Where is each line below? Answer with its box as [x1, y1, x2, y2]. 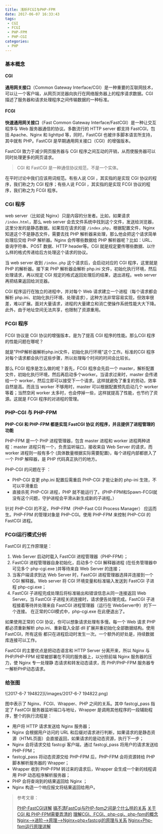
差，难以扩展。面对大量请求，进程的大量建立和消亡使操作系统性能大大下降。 [5, 301, 159, 307]
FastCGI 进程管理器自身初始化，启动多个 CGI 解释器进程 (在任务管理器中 [12, 560, 157, 566]
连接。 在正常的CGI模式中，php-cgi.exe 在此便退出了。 [16, 609, 127, 615]
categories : [5, 39, 29, 44]
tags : [5, 16, 16, 21]
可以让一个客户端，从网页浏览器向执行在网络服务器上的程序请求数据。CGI [5, 90, 153, 96]
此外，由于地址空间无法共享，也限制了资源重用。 [5, 307, 103, 313]
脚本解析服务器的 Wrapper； [12, 760, 70, 766]
